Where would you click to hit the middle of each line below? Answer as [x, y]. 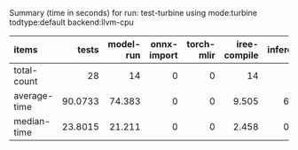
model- [124, 44]
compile [241, 55]
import [164, 55]
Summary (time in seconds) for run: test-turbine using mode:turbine [133, 13]
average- [34, 95]
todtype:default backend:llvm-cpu [72, 22]
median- [32, 121]
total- [26, 70]
